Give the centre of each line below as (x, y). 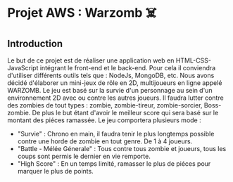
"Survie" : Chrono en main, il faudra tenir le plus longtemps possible (116, 134)
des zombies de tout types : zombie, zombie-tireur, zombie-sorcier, (105, 105)
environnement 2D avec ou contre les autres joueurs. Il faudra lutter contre (115, 98)
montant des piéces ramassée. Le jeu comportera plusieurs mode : (105, 120)
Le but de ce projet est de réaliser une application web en (91, 60)
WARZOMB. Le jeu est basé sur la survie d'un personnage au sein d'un (110, 90)
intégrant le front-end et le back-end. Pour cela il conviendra (128, 68)
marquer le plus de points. (55, 171)
